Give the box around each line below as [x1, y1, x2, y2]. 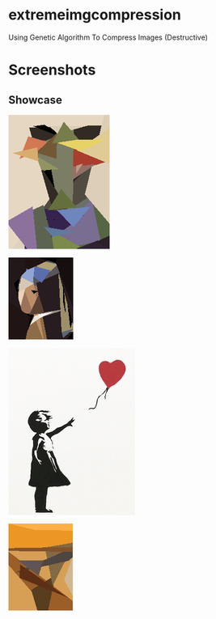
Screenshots [8, 61, 96, 79]
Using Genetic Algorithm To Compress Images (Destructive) [8, 32, 209, 42]
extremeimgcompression [8, 6, 182, 24]
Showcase [8, 93, 63, 107]
